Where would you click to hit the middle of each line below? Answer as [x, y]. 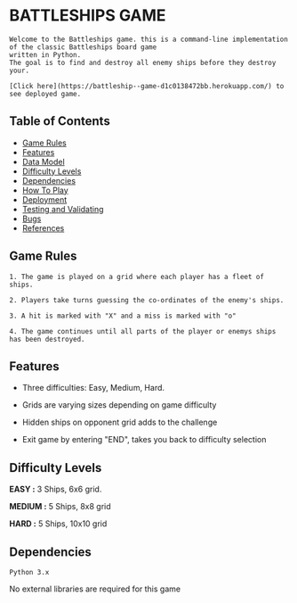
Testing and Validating [63, 209]
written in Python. [45, 54]
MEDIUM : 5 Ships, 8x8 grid [60, 507]
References [43, 227]
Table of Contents [60, 121]
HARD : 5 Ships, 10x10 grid [58, 524]
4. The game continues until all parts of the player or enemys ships [143, 331]
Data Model [43, 161]
